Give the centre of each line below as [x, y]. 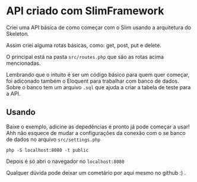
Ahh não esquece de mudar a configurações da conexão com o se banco [96, 133]
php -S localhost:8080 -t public [47, 150]
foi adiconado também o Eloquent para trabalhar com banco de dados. [93, 81]
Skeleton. [18, 33]
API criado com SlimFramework [85, 11]
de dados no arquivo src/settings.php [53, 139]
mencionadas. [23, 63]
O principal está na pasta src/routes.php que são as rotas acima [85, 57]
